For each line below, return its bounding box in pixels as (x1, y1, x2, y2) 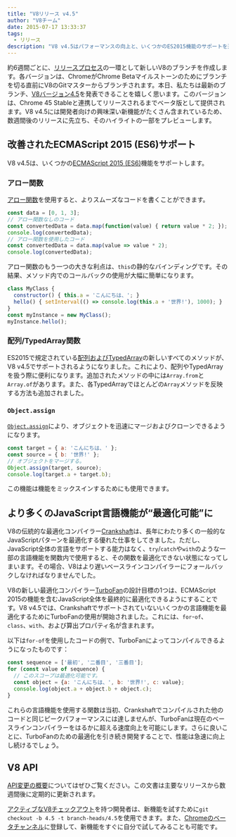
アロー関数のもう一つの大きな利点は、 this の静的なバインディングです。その (7, 262, 228, 271)
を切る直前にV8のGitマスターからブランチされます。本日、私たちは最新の (7, 81, 220, 89)
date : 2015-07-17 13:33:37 (7, 23, 86, 30)
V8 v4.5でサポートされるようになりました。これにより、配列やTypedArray (7, 362, 223, 371)
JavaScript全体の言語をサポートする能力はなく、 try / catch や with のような (7, 545, 220, 553)
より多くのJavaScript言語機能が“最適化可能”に (7, 507, 214, 519)
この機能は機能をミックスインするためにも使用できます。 (7, 484, 173, 493)
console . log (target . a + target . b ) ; (7, 471, 112, 478)
